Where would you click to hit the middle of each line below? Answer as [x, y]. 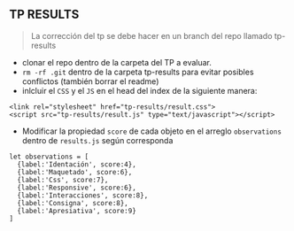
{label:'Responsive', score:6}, [77, 188]
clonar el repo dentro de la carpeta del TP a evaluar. [117, 62]
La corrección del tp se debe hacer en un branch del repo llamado [151, 35]
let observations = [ [49, 157]
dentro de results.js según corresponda [97, 140]
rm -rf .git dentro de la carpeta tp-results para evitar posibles [138, 72]
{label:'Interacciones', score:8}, [83, 195]
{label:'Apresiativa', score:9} [77, 211]
